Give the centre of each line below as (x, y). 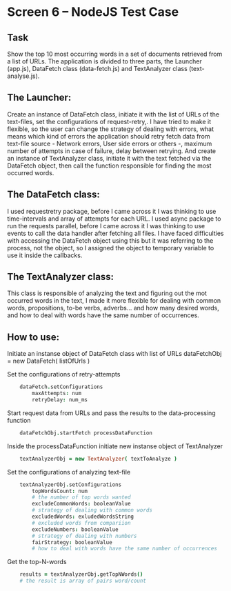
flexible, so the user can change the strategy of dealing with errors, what (110, 129)
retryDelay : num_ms (60, 400)
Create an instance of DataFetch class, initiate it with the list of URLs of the (113, 114)
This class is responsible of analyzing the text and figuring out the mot (107, 293)
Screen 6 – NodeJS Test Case (93, 12)
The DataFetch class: (53, 195)
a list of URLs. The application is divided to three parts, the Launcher (104, 61)
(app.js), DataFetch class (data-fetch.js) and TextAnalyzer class (97, 69)
